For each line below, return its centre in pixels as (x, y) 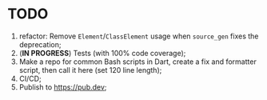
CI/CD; (30, 78)
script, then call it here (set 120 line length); (90, 70)
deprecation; (40, 44)
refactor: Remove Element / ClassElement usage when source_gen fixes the (139, 36)
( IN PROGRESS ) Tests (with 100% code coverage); (102, 53)
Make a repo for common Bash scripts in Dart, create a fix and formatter (137, 62)
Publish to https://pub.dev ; (63, 87)
